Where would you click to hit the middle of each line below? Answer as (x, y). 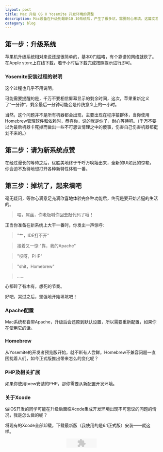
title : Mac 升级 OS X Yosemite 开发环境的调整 (50, 14)
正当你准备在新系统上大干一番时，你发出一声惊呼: (55, 225)
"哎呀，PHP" (30, 256)
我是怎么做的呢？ (30, 415)
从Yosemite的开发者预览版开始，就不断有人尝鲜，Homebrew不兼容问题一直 (81, 352)
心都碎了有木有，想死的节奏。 (35, 286)
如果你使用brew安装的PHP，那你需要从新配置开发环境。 (61, 383)
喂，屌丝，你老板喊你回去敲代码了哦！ (55, 214)
